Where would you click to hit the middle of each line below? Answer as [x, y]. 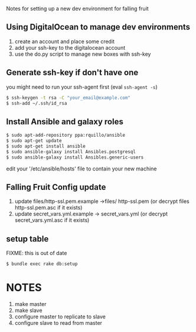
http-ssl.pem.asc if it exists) [48, 208]
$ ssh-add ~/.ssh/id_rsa [37, 103]
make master [30, 304]
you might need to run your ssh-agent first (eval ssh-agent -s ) [82, 87]
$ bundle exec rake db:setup [42, 264]
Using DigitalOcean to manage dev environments [98, 27]
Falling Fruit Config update [56, 187]
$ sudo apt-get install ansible [46, 146]
